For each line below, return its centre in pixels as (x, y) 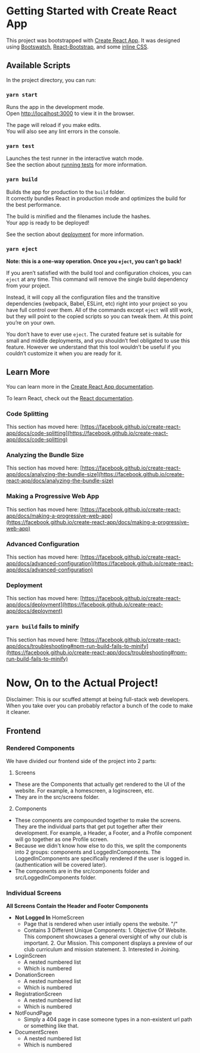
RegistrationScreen (39, 994)
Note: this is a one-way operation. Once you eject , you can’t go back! (94, 261)
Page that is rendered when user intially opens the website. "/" (101, 924)
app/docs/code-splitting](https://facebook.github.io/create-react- (87, 433)
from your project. (28, 285)
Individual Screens (34, 893)
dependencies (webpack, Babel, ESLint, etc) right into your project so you (97, 303)
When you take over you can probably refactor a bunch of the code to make (99, 706)
